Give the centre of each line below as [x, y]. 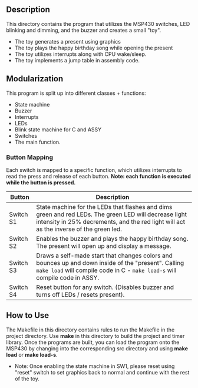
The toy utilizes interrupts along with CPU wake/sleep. [80, 54]
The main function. [37, 142]
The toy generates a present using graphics [67, 41]
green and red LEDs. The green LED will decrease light [112, 214]
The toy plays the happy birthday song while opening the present [94, 48]
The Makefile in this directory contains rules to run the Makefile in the [90, 330]
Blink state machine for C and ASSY [58, 130]
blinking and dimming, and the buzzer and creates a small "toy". [84, 30]
